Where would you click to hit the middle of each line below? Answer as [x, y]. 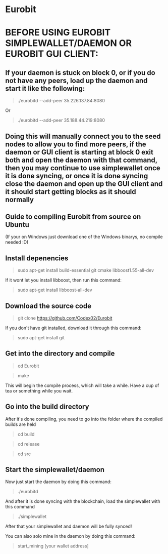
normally [20, 199]
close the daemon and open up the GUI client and [84, 184]
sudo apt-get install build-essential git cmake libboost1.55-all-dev [86, 270]
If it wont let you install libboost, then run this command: [64, 280]
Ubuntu [17, 225]
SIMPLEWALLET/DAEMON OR [69, 43]
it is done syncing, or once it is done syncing [77, 176]
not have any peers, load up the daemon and [76, 80]
